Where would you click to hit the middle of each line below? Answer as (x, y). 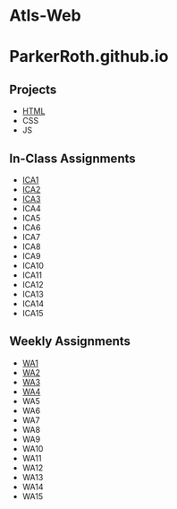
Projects (33, 89)
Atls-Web (46, 16)
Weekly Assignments (70, 341)
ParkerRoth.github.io (89, 57)
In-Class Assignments (72, 158)
